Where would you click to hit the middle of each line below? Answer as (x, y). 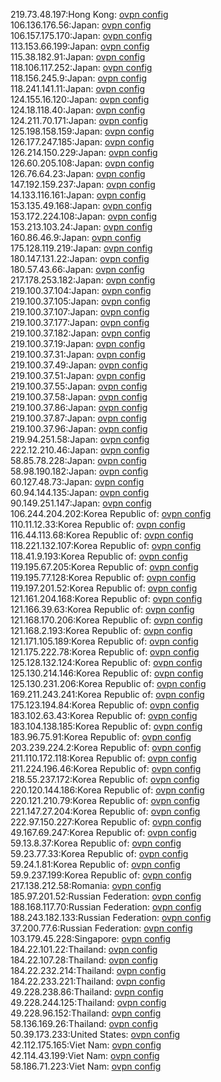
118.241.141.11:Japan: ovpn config (78, 88)
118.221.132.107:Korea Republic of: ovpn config (106, 545)
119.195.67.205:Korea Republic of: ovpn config (104, 567)
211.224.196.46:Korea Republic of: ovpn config (106, 768)
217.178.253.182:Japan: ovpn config (83, 280)
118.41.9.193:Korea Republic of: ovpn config (99, 556)
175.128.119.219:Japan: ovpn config (81, 248)
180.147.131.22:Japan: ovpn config (80, 258)
